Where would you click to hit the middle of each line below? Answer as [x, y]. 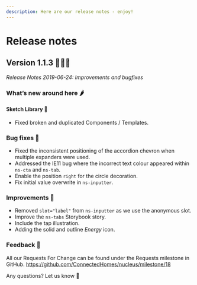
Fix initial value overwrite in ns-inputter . [64, 182]
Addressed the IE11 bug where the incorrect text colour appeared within [102, 163]
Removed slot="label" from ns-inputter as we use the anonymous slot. [103, 211]
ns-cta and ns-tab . [38, 170]
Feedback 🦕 [23, 245]
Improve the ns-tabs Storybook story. [60, 217]
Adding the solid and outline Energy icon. [65, 230]
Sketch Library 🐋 [27, 109]
